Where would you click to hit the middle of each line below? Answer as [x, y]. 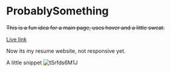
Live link [17, 39]
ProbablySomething [57, 11]
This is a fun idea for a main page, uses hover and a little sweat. [85, 28]
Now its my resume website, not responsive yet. [66, 51]
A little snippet [24, 62]
